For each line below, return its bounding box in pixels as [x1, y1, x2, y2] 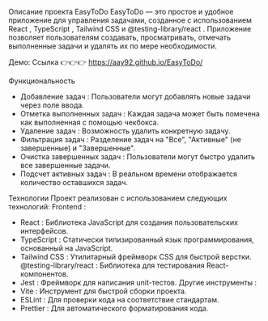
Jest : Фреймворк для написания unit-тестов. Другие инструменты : [19, 278, 257, 287]
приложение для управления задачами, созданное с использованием [8, 15, 253, 25]
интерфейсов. [19, 226, 69, 235]
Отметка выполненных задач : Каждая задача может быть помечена [19, 109, 261, 118]
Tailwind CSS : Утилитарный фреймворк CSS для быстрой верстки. [19, 252, 253, 261]
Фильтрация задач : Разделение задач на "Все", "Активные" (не [19, 135, 241, 144]
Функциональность [8, 76, 75, 86]
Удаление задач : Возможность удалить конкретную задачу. [19, 126, 231, 136]
